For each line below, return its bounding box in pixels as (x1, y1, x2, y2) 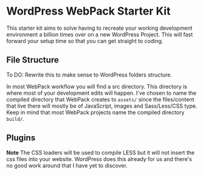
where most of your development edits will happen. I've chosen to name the (6, 89, 196, 97)
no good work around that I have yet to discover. (6, 162, 128, 169)
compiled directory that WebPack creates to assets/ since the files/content (6, 95, 194, 103)
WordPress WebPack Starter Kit (6, 4, 171, 18)
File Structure (6, 55, 59, 65)
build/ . (6, 115, 24, 122)
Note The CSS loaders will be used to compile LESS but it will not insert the (6, 149, 195, 156)
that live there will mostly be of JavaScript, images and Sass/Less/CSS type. (6, 102, 198, 109)
